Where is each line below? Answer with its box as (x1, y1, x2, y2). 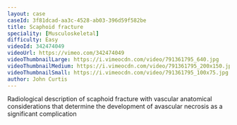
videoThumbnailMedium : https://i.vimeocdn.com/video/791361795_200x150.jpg (7, 63, 235, 70)
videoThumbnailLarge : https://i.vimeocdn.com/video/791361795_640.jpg (7, 56, 219, 63)
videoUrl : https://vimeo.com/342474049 (7, 50, 125, 57)
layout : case (7, 10, 46, 18)
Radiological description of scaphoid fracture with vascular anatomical (7, 95, 212, 103)
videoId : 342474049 (7, 43, 65, 50)
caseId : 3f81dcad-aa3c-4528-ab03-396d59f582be (7, 17, 147, 24)
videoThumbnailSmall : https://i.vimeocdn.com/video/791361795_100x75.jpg (7, 69, 229, 76)
